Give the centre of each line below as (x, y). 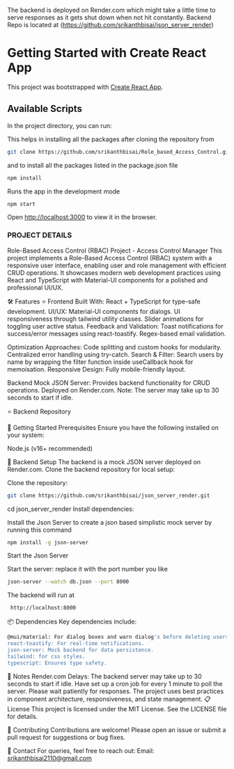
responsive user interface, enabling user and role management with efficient (117, 265)
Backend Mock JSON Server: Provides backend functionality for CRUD (109, 383)
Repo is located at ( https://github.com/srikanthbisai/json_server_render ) (110, 25)
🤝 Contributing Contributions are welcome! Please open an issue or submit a (117, 729)
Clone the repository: (38, 482)
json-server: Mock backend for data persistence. (81, 650)
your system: (26, 435)
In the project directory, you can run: (60, 125)
